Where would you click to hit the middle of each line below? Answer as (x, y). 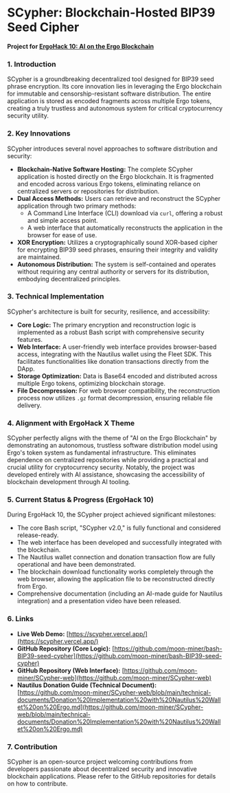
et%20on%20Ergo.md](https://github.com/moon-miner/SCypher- (110, 707)
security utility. (28, 116)
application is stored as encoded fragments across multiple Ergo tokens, (110, 101)
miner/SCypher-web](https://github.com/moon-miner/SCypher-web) (114, 677)
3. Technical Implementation (56, 296)
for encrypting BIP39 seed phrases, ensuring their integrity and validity (117, 250)
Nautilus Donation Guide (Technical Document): (87, 685)
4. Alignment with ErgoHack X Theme (71, 423)
